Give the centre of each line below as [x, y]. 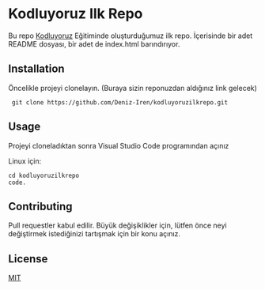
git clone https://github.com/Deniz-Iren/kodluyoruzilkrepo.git [119, 102]
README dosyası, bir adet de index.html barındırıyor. [94, 43]
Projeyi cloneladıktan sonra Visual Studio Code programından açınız [119, 145]
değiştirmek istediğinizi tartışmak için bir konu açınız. [94, 234]
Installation [36, 69]
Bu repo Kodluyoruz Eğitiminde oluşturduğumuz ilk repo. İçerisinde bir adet [131, 36]
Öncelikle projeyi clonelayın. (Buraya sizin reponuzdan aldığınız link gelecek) [132, 88]
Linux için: [25, 161]
